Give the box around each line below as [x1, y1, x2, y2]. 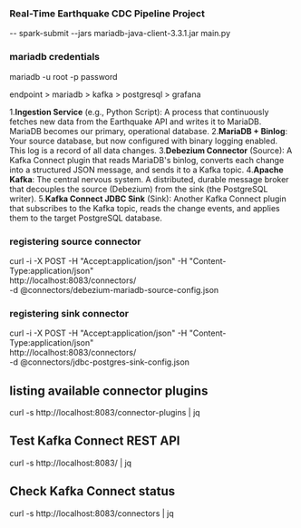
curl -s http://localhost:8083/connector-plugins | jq [9, 407, 201, 417]
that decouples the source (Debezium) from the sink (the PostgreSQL [9, 183, 268, 194]
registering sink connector [9, 307, 130, 319]
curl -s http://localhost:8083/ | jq [9, 457, 132, 468]
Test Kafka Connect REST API [9, 434, 180, 449]
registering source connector [9, 235, 141, 248]
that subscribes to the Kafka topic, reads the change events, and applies [9, 202, 281, 213]
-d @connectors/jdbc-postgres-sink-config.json [9, 357, 190, 367]
